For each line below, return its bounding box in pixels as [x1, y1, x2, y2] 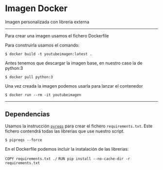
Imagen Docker [5, 3, 68, 14]
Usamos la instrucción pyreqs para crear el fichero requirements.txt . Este [5, 123, 153, 129]
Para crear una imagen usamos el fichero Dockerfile [5, 32, 109, 39]
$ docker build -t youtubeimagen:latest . [5, 51, 92, 56]
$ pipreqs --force [5, 138, 42, 142]
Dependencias [5, 110, 50, 119]
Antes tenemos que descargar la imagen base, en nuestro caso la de [5, 60, 143, 66]
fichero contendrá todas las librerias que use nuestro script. [5, 128, 125, 134]
